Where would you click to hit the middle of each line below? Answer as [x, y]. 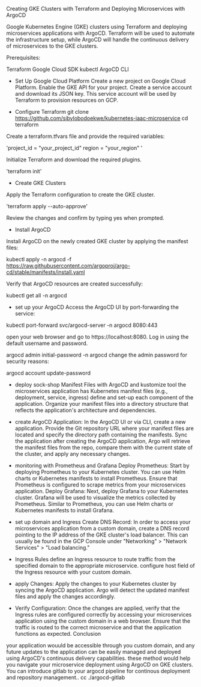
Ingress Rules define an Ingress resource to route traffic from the [95, 559]
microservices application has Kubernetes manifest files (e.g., [91, 391]
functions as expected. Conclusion [58, 634]
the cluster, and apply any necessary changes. [73, 454]
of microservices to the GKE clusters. [52, 46]
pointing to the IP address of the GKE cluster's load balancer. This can [101, 535]
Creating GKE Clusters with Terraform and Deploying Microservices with [96, 9]
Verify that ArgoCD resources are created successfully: [74, 284]
